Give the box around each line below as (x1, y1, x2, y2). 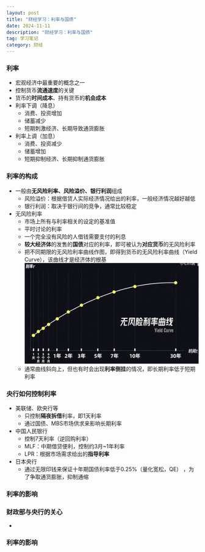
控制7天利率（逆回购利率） (24, 435, 92, 442)
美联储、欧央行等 (15, 404, 59, 412)
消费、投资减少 (24, 140, 62, 148)
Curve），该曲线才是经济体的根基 (24, 256, 107, 263)
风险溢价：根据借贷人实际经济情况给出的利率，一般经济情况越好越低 (24, 195, 196, 202)
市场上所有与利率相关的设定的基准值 (24, 217, 116, 225)
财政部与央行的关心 (6, 508, 63, 517)
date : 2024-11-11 (6, 23, 51, 29)
